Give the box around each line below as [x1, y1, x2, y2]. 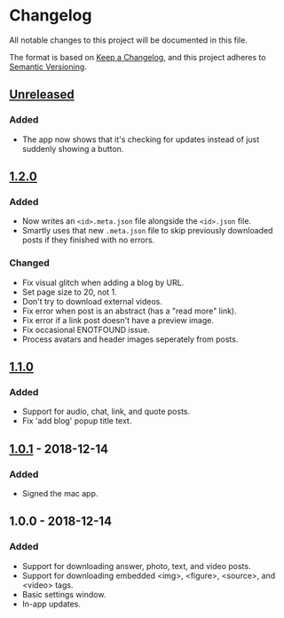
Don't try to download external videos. [21, 296, 162, 306]
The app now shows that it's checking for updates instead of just [21, 134, 260, 145]
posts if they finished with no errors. [21, 234, 155, 245]
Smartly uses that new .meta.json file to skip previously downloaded [21, 226, 273, 236]
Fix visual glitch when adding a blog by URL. [21, 277, 185, 288]
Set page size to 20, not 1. [21, 286, 117, 297]
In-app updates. [21, 598, 82, 609]
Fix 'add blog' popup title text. [21, 416, 132, 426]
